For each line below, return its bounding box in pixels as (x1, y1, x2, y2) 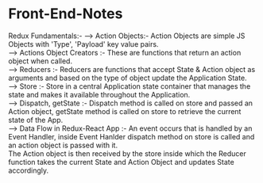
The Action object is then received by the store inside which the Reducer (8, 148, 246, 158)
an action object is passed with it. (8, 140, 118, 150)
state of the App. (8, 115, 64, 124)
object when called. (8, 56, 73, 66)
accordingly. (8, 166, 49, 175)
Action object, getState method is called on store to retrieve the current (8, 106, 242, 116)
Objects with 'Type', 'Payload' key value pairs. (8, 39, 159, 48)
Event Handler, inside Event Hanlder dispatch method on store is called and (8, 132, 255, 141)
